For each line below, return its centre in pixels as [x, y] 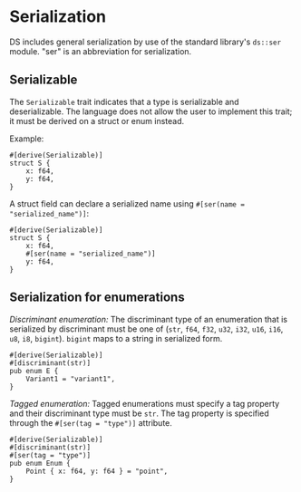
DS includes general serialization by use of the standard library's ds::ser [146, 42]
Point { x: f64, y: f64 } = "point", [97, 471]
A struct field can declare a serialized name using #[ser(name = [127, 203]
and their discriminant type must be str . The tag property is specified [139, 413]
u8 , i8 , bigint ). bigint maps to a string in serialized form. [116, 338]
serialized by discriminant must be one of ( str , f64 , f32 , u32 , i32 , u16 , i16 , [146, 329]
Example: [27, 139]
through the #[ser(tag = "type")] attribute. [91, 422]
